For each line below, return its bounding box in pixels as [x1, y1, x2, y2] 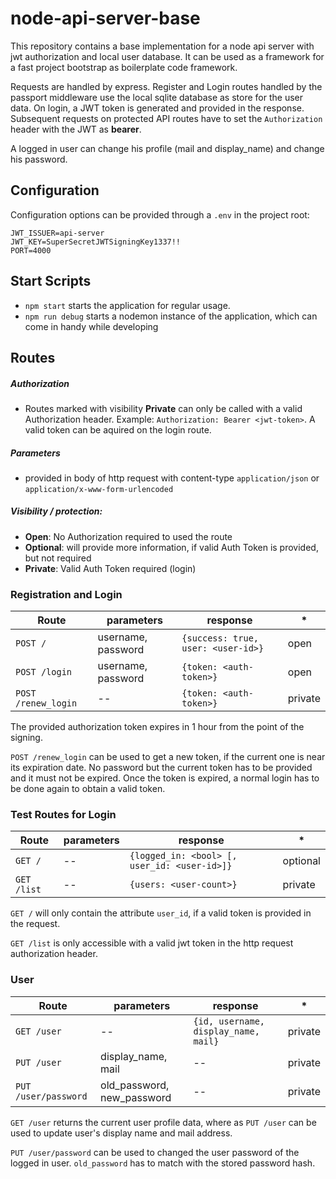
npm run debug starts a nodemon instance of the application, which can [24, 310, 318, 322]
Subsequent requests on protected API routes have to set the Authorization [10, 112, 323, 124]
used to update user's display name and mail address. [10, 1127, 233, 1139]
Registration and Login [10, 587, 123, 601]
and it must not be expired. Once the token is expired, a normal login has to [10, 772, 320, 784]
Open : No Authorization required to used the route [24, 530, 233, 542]
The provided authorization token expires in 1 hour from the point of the [10, 721, 305, 733]
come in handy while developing [24, 320, 159, 332]
